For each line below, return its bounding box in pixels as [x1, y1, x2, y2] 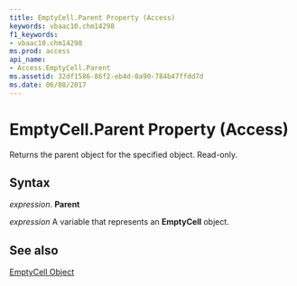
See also [9, 243, 59, 258]
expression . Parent [9, 199, 80, 210]
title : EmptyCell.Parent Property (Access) [9, 13, 176, 23]
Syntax [9, 175, 51, 190]
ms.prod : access [9, 47, 70, 56]
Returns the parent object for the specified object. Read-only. [9, 149, 238, 160]
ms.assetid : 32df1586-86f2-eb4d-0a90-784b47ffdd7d [9, 72, 204, 81]
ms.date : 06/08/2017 [9, 80, 88, 89]
